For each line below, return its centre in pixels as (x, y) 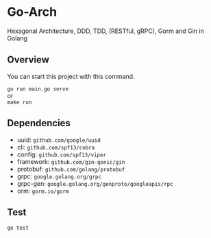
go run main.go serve (38, 89)
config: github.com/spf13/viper (62, 154)
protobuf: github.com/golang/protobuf (71, 169)
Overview (28, 60)
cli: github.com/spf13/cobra (56, 147)
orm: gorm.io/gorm (43, 191)
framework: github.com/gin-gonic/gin (71, 161)
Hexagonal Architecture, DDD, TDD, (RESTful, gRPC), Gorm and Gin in (105, 31)
